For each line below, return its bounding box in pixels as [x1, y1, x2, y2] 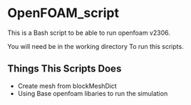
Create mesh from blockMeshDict [17, 82, 118, 90]
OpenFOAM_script [7, 5, 120, 21]
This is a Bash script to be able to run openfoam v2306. [7, 28, 171, 37]
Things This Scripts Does [7, 62, 122, 75]
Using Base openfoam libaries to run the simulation [17, 89, 168, 97]
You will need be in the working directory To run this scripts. [7, 42, 184, 50]
